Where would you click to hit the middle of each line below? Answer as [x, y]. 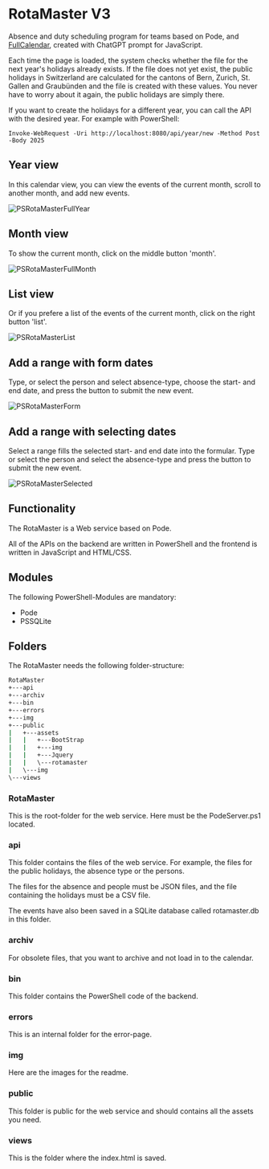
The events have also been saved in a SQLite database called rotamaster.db [134, 911]
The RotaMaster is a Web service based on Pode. [90, 528]
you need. [25, 1119]
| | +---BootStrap [46, 740]
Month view [39, 234]
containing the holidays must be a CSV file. [79, 895]
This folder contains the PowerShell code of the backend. [103, 996]
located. [22, 824]
